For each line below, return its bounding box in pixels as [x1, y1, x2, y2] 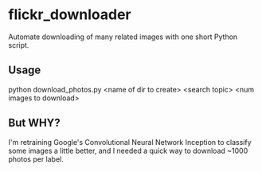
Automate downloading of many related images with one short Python [8, 32, 238, 41]
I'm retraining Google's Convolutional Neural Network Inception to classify [8, 137, 252, 147]
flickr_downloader [8, 6, 131, 24]
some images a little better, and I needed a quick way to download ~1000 [8, 146, 248, 155]
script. [8, 40, 29, 49]
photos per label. [8, 154, 64, 164]
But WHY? [8, 116, 61, 130]
